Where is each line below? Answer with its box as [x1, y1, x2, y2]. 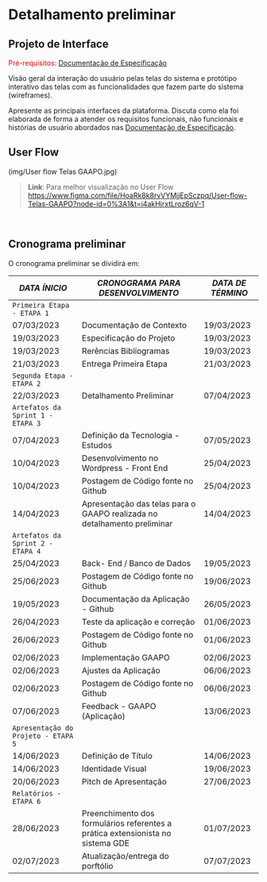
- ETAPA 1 [12, 308, 49, 318]
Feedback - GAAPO [82, 700, 157, 711]
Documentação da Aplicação [82, 593, 190, 604]
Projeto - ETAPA [12, 731, 74, 740]
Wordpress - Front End [82, 462, 168, 473]
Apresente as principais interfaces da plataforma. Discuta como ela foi [8, 106, 239, 115]
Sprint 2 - [12, 538, 53, 548]
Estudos [82, 439, 113, 450]
